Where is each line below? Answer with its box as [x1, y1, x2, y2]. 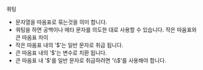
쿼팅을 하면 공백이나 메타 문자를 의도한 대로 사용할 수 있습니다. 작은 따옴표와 [15, 26, 197, 33]
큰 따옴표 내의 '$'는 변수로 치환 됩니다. [15, 49, 107, 56]
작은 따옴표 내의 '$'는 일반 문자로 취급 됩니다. [15, 42, 124, 49]
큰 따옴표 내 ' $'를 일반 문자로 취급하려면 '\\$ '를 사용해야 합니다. [15, 57, 167, 64]
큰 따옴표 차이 [15, 34, 48, 41]
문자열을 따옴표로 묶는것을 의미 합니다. [15, 18, 107, 26]
